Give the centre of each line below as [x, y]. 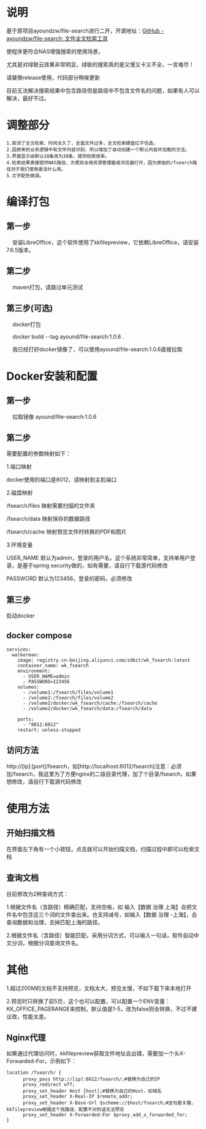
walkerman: [26, 655]
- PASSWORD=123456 [46, 681]
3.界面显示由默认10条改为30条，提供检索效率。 [58, 156]
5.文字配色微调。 [25, 175]
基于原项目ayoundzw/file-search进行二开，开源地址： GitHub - [85, 31]
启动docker [21, 616]
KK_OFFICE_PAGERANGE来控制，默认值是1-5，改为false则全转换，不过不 [99, 1009]
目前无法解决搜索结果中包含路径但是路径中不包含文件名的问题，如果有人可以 [103, 90]
